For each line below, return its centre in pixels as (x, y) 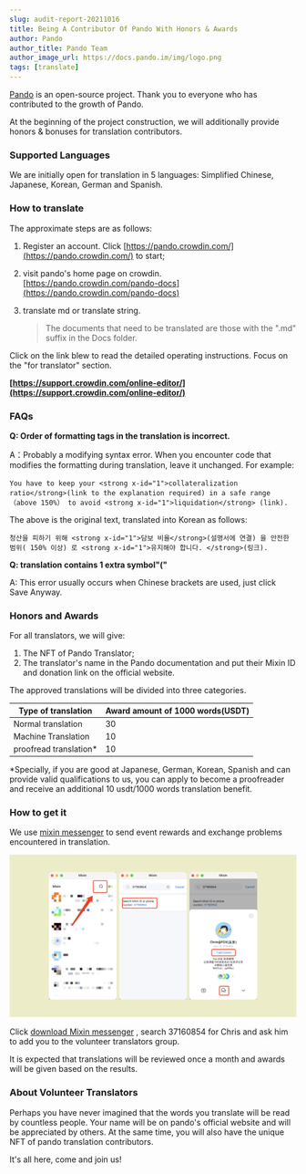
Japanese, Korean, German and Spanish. (87, 185)
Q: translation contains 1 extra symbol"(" (88, 565)
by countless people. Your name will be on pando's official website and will (150, 1122)
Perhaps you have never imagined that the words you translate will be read (150, 1112)
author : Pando (36, 38)
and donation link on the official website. (98, 673)
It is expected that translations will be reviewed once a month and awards (147, 1059)
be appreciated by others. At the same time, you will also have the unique (147, 1132)
